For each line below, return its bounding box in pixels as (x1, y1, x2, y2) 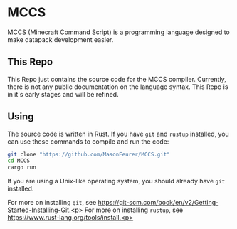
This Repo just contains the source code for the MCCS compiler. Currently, (7, 75, 226, 83)
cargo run (7, 164, 37, 171)
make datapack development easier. (7, 35, 114, 43)
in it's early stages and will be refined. (7, 90, 119, 98)
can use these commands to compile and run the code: (7, 137, 169, 146)
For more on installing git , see (7, 198, 97, 207)
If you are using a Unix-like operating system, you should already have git (7, 177, 226, 186)
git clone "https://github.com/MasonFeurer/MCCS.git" (7, 151, 171, 158)
